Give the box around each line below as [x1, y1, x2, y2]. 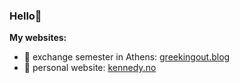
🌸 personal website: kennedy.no [23, 62, 157, 74]
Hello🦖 [9, 9, 42, 23]
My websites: [9, 32, 67, 44]
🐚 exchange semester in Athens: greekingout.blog [23, 51, 231, 63]
